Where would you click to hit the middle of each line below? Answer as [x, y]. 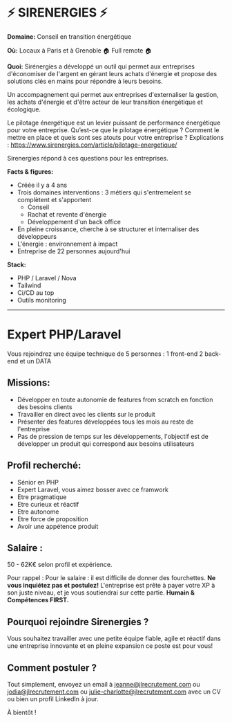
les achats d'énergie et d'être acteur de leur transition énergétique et [105, 102]
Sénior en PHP [38, 482]
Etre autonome [38, 512]
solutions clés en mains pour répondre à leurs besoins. [85, 81]
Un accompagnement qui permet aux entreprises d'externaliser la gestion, [113, 94]
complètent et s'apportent [54, 199]
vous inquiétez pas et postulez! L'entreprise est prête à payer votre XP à [111, 586]
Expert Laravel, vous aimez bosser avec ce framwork [93, 489]
